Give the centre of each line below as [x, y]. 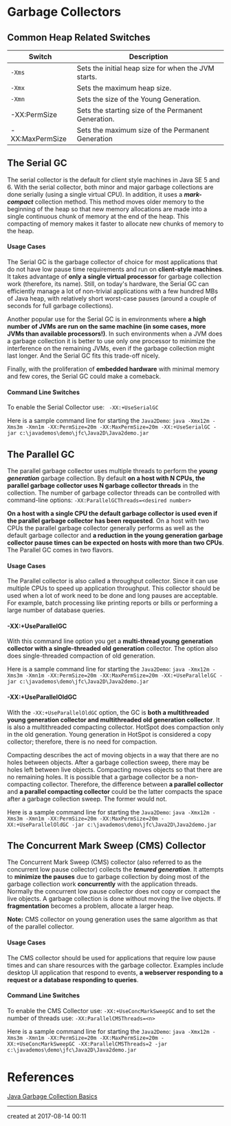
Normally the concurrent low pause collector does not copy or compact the [114, 891]
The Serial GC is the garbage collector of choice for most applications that [112, 262]
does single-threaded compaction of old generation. [81, 656]
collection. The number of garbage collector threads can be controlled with [113, 493]
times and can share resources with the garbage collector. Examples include [115, 965]
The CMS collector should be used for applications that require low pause [112, 957]
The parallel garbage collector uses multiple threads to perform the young [112, 471]
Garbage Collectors [64, 12]
